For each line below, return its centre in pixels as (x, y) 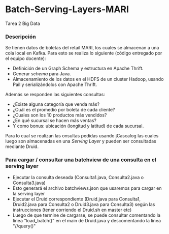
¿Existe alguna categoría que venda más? (56, 104)
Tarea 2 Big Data (23, 23)
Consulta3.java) (29, 183)
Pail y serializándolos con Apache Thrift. (55, 84)
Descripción (21, 37)
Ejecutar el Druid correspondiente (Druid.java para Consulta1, (77, 199)
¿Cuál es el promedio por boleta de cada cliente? (64, 110)
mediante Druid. (22, 147)
